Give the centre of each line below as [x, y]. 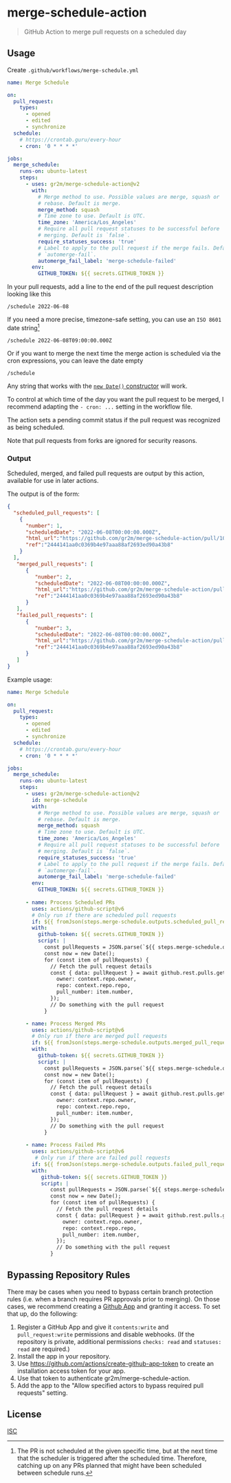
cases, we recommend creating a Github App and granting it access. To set [114, 1306]
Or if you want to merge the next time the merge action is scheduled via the [114, 353]
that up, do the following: [42, 1313]
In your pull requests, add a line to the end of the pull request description [110, 287]
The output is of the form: [44, 494]
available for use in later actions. [53, 481]
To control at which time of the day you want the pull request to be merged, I [115, 399]
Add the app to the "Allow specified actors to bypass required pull [110, 1385]
